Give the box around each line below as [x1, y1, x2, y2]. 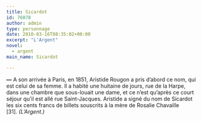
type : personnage [6, 25, 50, 32]
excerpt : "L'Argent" [6, 37, 59, 43]
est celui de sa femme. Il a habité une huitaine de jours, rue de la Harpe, [6, 82, 186, 90]
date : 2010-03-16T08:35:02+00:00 [6, 31, 91, 38]
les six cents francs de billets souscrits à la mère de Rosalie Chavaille [6, 101, 180, 109]
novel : [6, 43, 23, 49]
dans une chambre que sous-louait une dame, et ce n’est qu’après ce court [6, 88, 194, 96]
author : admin [6, 20, 42, 26]
